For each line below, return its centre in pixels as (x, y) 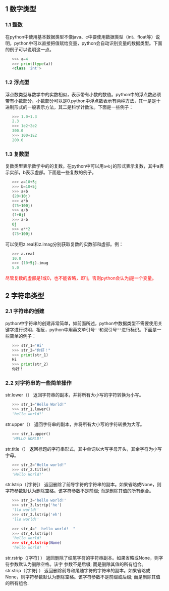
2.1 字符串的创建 (25, 311)
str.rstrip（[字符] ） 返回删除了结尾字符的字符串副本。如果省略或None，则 (82, 558)
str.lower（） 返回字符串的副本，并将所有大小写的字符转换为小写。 (74, 395)
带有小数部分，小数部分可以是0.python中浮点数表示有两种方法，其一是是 (81, 101)
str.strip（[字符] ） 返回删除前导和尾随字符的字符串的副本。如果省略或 (78, 571)
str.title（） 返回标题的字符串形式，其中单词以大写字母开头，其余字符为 (79, 449)
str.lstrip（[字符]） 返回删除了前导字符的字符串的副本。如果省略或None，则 (83, 485)
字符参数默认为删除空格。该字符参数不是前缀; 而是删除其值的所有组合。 (79, 491)
